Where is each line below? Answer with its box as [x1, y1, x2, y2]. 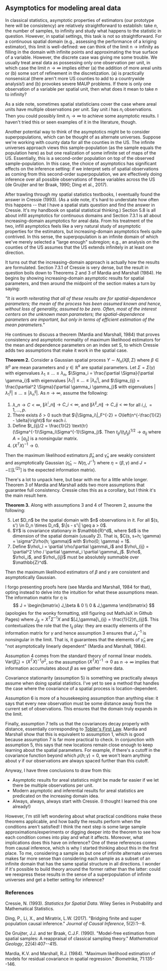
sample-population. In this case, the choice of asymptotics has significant [5, 160, 157, 166]
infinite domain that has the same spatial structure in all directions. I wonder [5, 860, 161, 866]
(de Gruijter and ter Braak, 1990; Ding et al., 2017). [5, 182, 108, 188]
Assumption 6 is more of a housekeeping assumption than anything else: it [5, 695, 159, 701]
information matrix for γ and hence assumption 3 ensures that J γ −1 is [5, 629, 147, 637]
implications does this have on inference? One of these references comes [5, 839, 157, 845]
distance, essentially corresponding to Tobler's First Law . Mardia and [5, 726, 147, 732]
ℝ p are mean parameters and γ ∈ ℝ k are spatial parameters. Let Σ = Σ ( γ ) [5, 364, 156, 370]
